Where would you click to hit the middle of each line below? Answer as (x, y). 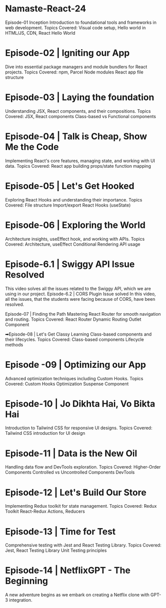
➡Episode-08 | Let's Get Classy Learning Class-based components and (79, 334)
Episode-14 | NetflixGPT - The (68, 571)
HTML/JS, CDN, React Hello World (40, 33)
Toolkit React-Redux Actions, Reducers (45, 511)
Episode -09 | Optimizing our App (76, 365)
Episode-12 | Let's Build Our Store (76, 492)
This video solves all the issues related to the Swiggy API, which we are (78, 288)
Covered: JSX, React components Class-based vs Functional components (81, 116)
